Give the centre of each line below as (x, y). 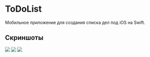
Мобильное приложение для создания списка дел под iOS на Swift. (75, 22)
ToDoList (24, 9)
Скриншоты (24, 38)
